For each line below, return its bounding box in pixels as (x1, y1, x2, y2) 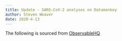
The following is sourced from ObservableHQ (5, 30, 100, 36)
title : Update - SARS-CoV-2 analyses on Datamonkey (5, 7, 117, 12)
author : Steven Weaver (5, 12, 53, 17)
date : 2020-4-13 (5, 16, 40, 21)
